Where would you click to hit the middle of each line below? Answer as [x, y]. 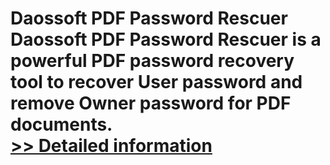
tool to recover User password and [156, 82]
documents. [61, 124]
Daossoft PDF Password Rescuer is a [166, 39]
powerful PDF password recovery [152, 61]
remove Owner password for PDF [151, 103]
